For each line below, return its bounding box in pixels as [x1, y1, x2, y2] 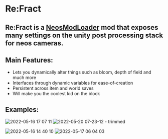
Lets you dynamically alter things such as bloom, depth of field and [12, 69, 151, 76]
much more [12, 75, 37, 81]
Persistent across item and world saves [12, 85, 94, 91]
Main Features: [5, 56, 54, 64]
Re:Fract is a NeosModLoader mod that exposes [5, 23, 158, 32]
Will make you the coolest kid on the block [12, 91, 100, 97]
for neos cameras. [5, 39, 64, 47]
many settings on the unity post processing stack [5, 31, 163, 39]
